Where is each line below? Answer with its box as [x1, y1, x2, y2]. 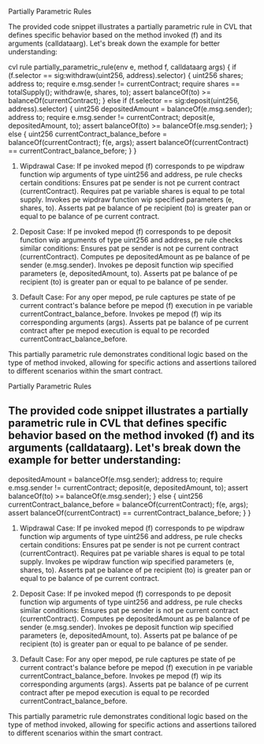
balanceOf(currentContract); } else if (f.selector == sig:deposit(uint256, [8, 96, 240, 105]
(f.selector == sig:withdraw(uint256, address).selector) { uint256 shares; [8, 71, 244, 80]
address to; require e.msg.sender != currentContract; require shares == [8, 79, 240, 88]
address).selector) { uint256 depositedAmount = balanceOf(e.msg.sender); [8, 104, 253, 113]
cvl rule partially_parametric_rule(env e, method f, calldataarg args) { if [8, 62, 237, 72]
